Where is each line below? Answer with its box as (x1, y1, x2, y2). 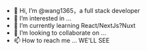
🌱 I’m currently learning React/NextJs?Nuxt (13, 22, 136, 29)
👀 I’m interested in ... (13, 14, 72, 22)
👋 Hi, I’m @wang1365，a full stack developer (13, 7, 140, 14)
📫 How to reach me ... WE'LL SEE (13, 37, 110, 44)
